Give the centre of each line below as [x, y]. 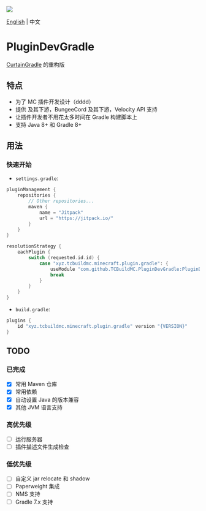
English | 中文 [24, 22]
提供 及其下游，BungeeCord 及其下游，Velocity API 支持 [86, 109]
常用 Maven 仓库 [36, 384]
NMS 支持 [28, 494]
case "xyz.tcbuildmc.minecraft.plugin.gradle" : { [104, 263]
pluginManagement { [31, 190]
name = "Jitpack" [61, 212]
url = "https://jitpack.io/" [76, 218]
